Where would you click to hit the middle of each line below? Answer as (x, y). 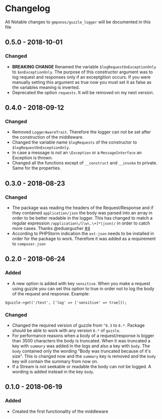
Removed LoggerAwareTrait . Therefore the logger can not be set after (81, 132)
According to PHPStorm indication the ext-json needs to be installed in (83, 234)
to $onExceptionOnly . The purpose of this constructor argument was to (82, 72)
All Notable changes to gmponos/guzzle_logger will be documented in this (78, 22)
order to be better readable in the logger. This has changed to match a (82, 218)
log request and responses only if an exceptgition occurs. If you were (81, 77)
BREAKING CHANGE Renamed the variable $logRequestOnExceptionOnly (84, 66)
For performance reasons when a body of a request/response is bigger (83, 336)
